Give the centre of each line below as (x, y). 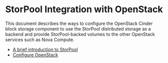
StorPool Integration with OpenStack (84, 9)
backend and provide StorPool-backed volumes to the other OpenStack (80, 34)
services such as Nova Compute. (40, 40)
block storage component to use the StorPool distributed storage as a (78, 28)
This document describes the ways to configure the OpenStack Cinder (79, 23)
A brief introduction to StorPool (45, 49)
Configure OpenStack (35, 55)
